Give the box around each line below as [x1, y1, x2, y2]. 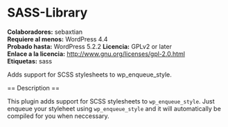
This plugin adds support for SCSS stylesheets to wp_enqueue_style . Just [7, 97, 215, 105]
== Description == [7, 84, 60, 92]
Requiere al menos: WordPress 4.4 [7, 35, 108, 43]
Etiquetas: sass [7, 57, 53, 65]
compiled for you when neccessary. [7, 112, 109, 120]
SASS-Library [7, 5, 88, 21]
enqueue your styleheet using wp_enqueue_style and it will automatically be [7, 104, 222, 113]
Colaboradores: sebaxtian [7, 28, 83, 36]
